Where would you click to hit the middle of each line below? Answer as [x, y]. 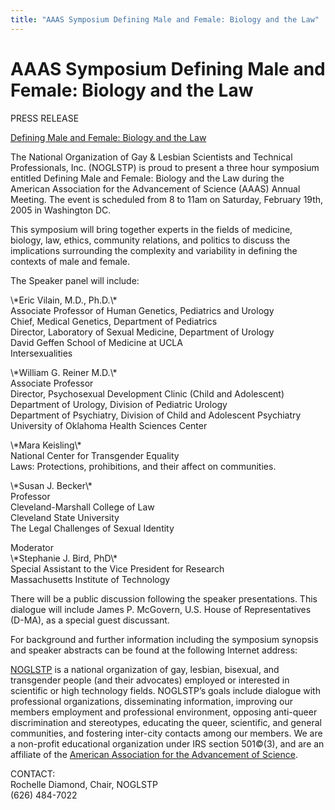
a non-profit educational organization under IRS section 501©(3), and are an [167, 743]
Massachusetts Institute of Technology [90, 579]
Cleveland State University [65, 517]
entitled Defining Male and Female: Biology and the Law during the [147, 178]
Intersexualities [41, 353]
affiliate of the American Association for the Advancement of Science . [154, 754]
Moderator [32, 547]
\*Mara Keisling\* [46, 445]
